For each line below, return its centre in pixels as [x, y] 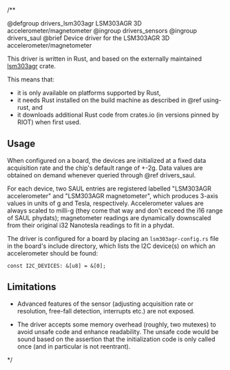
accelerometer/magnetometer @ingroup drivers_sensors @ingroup [102, 31]
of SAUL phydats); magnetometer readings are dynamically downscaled [109, 217]
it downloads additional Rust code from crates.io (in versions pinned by [118, 115]
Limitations [32, 287]
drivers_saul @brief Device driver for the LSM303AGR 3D [88, 38]
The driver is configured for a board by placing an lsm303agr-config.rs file [113, 238]
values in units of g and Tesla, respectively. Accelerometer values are [106, 203]
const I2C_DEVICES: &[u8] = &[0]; [57, 266]
